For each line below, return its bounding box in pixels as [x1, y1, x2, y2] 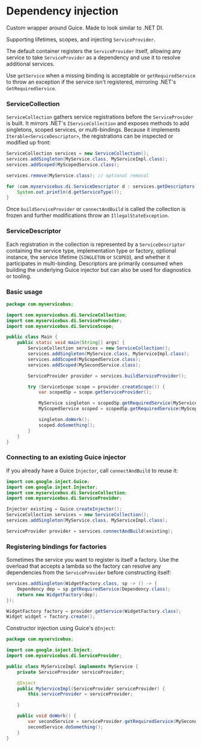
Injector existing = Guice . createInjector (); [6, 506, 122, 512]
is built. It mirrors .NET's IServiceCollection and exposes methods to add [6, 120, 189, 127]
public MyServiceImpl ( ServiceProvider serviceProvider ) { [17, 686, 165, 692]
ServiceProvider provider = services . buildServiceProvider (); [28, 373, 187, 379]
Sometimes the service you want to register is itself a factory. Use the [6, 556, 179, 564]
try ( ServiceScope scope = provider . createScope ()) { [28, 384, 165, 390]
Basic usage [6, 287, 43, 296]
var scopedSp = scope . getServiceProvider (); [38, 389, 152, 395]
